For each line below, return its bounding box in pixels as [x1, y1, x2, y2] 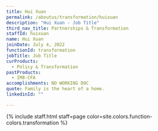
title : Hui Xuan [6, 8, 46, 15]
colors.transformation [6, 119, 59, 126]
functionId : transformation [6, 47, 76, 53]
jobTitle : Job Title [6, 53, 58, 59]
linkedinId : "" [6, 91, 44, 97]
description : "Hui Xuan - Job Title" [6, 20, 100, 25]
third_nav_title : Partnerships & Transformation [6, 25, 129, 31]
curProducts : [6, 58, 39, 64]
